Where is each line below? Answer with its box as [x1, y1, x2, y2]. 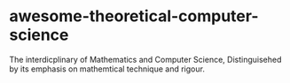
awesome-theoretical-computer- [9, 6, 259, 26]
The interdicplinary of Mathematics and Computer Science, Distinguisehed [9, 54, 282, 64]
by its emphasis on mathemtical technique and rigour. [9, 64, 206, 74]
